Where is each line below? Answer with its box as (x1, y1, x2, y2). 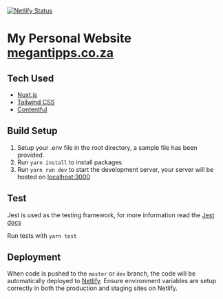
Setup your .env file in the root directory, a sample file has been (17, 143, 198, 151)
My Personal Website (7, 31, 132, 46)
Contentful (17, 105, 47, 113)
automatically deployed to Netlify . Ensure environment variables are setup (7, 277, 217, 285)
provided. (17, 151, 45, 159)
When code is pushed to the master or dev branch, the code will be (7, 269, 196, 278)
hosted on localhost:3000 (17, 173, 91, 181)
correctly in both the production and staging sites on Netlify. (7, 284, 178, 292)
